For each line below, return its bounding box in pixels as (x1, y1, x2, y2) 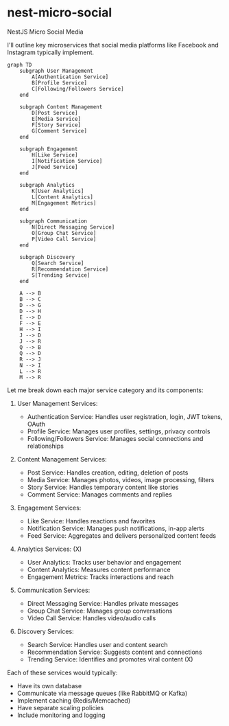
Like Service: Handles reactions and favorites (27, 517, 156, 525)
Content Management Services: (16, 455, 108, 463)
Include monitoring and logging (16, 711, 106, 719)
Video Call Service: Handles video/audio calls (27, 613, 156, 622)
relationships (27, 442, 64, 450)
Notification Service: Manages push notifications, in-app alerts (27, 524, 204, 532)
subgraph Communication (19, 218, 88, 225)
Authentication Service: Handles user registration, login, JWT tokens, (27, 412, 223, 420)
